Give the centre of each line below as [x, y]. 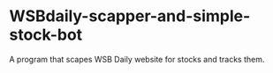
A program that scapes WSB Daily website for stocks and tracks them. [137, 59]
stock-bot [46, 35]
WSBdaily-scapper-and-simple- [130, 16]
